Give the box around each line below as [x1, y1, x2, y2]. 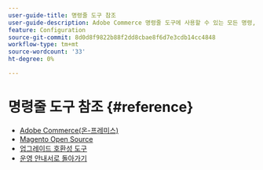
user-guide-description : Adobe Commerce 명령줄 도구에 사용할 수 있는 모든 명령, [8, 19, 257, 27]
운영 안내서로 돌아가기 [19, 154, 88, 163]
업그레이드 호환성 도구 [19, 143, 88, 153]
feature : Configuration [8, 26, 86, 34]
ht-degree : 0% [8, 56, 55, 63]
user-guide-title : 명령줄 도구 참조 [8, 11, 116, 20]
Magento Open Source [19, 134, 93, 143]
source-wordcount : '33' [8, 48, 86, 56]
